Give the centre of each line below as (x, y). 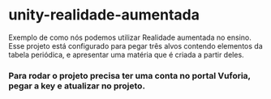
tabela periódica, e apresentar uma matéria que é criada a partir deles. (127, 54)
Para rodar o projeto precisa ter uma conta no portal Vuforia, (130, 75)
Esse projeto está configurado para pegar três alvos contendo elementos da (135, 45)
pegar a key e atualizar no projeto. (77, 85)
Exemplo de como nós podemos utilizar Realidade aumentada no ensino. (130, 37)
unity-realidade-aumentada (104, 15)
